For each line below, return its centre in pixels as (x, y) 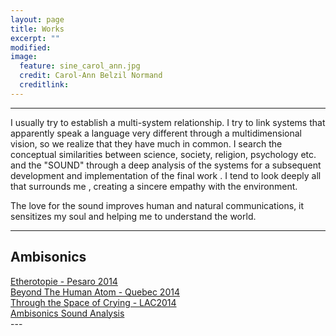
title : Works (37, 29)
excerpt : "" (35, 38)
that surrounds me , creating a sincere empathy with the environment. (154, 186)
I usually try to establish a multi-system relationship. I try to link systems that (168, 122)
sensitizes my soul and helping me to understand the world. (133, 216)
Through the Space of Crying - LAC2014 (93, 302)
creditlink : (44, 85)
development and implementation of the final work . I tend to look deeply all (166, 175)
